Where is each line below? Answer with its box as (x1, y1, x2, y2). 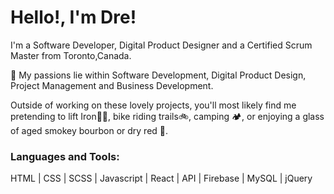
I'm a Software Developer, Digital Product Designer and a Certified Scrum (10, 39, 313, 51)
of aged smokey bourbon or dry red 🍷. (10, 124, 169, 136)
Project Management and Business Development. (10, 79, 214, 91)
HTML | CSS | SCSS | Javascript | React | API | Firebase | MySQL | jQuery (10, 172, 313, 185)
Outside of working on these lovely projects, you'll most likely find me (10, 99, 297, 111)
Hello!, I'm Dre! (10, 6, 137, 29)
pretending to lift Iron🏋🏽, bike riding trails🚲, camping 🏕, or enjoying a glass (10, 110, 325, 122)
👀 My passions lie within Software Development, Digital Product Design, (10, 69, 307, 81)
